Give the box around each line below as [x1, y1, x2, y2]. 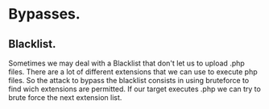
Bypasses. [8, 5, 81, 23]
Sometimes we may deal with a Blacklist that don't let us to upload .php [8, 58, 246, 68]
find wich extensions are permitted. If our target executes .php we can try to [8, 84, 262, 94]
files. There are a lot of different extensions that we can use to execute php [8, 67, 258, 77]
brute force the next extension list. [8, 93, 122, 102]
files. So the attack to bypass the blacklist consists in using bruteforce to [8, 76, 250, 85]
